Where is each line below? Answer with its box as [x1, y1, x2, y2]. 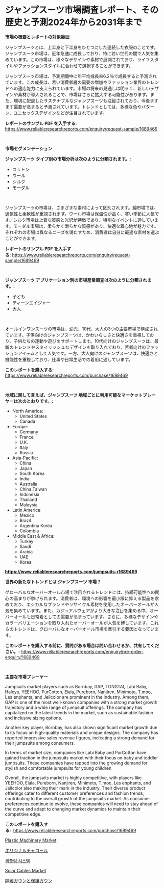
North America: [12, 408, 43, 414]
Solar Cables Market [5, 867, 47, 873]
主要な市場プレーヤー [5, 674, 48, 679]
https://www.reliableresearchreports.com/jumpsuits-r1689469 [5, 569, 138, 575]
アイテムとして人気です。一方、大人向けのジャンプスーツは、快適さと [18, 350, 158, 356]
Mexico [19, 512, 35, 518]
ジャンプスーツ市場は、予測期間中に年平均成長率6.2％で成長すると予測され [5, 73, 157, 79]
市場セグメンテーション [5, 145, 52, 151]
